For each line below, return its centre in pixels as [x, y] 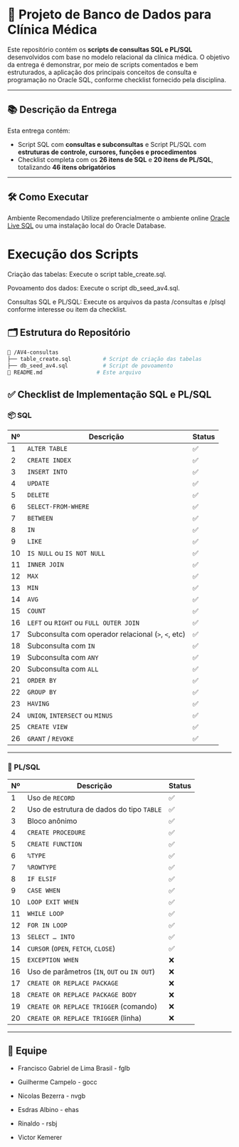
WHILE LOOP [46, 913]
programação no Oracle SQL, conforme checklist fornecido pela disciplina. [117, 80]
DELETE [38, 495]
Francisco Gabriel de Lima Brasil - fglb [74, 1068]
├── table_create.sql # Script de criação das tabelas [105, 360]
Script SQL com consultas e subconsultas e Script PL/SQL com [112, 144]
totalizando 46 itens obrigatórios [67, 167]
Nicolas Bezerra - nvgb [52, 1096]
